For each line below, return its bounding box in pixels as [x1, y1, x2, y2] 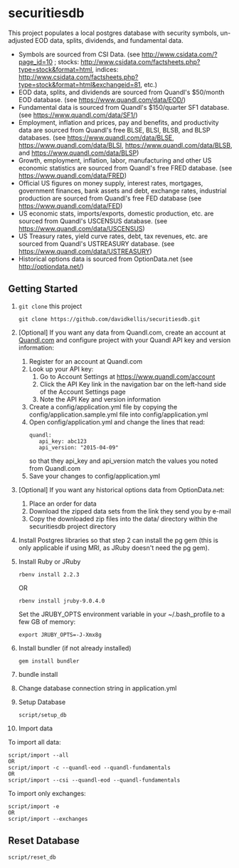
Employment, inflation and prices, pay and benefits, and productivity [18, 118, 219, 126]
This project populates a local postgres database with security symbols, [8, 29, 219, 37]
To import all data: [8, 737, 61, 746]
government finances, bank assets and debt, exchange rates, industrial [18, 186, 227, 195]
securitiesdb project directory [28, 522, 117, 531]
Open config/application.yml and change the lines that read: [28, 417, 206, 426]
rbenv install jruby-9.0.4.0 [18, 597, 105, 604]
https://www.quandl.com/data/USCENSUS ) [18, 224, 145, 233]
